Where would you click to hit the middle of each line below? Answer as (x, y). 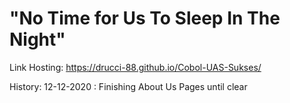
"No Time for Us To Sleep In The (145, 18)
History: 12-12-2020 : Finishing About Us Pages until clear (128, 86)
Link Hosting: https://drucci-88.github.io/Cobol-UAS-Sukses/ (135, 67)
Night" (37, 39)
